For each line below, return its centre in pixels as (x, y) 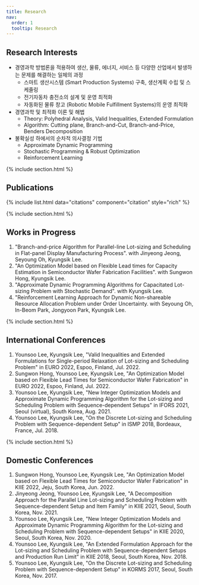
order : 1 (22, 23)
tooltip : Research (34, 28)
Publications (30, 188)
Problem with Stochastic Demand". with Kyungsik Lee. (97, 291)
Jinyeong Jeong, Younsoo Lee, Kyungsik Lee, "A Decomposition (93, 493)
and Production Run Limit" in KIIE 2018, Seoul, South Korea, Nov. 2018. (101, 557)
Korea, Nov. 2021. (36, 512)
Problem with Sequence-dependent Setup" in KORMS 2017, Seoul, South (104, 570)
